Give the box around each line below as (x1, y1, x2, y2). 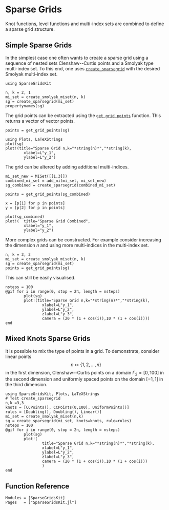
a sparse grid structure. (5, 26, 55, 32)
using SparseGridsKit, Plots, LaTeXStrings (5, 391, 100, 396)
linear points (5, 353, 32, 360)
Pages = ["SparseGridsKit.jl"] (5, 500, 77, 505)
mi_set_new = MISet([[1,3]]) (5, 174, 68, 179)
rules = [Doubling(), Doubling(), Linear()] (5, 409, 102, 414)
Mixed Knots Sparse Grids (5, 334, 91, 343)
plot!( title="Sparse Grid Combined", (5, 218, 91, 224)
